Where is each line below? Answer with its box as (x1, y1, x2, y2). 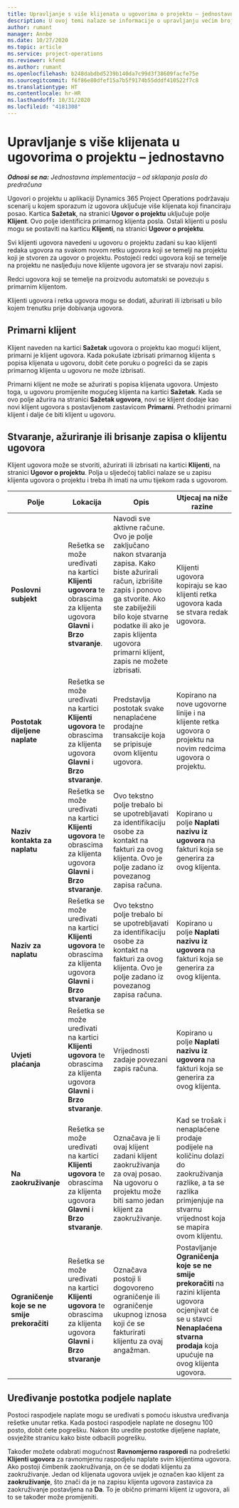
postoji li (112, 1274, 142, 1284)
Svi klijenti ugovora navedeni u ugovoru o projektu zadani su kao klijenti (7, 238, 217, 247)
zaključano (112, 540, 150, 550)
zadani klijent (112, 1151, 158, 1161)
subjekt (11, 594, 38, 604)
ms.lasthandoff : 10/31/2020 (7, 97, 91, 104)
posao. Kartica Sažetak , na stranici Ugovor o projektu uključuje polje (7, 209, 210, 217)
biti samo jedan (112, 1196, 164, 1206)
